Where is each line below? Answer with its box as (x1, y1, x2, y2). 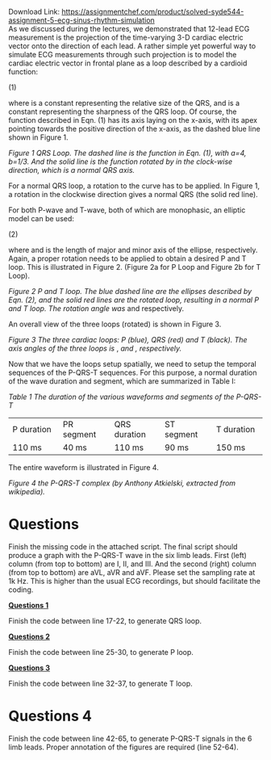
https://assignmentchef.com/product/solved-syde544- (61, 7, 244, 16)
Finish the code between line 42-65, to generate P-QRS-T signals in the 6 (8, 733, 252, 743)
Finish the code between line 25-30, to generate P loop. (8, 647, 194, 657)
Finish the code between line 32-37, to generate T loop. (8, 678, 194, 688)
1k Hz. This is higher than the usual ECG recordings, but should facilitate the (8, 576, 261, 586)
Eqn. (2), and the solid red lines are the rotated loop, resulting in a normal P (8, 295, 260, 304)
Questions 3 (8, 662, 51, 673)
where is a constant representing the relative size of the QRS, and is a (8, 99, 240, 107)
